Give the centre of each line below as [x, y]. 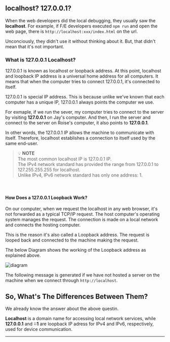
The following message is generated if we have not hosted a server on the [83, 275]
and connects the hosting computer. [43, 225]
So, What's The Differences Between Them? [77, 296]
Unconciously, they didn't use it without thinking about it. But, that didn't [80, 41]
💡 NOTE [26, 153]
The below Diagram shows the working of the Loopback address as [76, 250]
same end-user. [22, 144]
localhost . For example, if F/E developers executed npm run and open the [81, 26]
